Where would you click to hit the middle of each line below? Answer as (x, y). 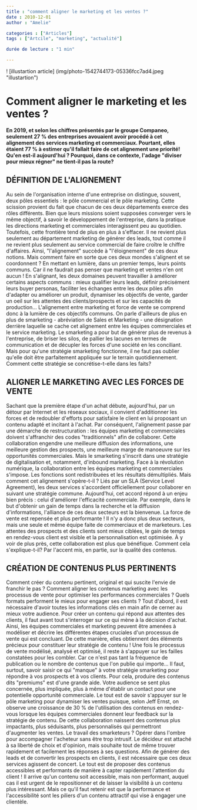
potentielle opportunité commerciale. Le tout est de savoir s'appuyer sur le (96, 695)
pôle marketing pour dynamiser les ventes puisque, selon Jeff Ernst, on (93, 701)
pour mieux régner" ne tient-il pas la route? (60, 161)
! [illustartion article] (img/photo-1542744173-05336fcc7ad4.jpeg (85, 71)
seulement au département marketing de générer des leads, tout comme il (96, 238)
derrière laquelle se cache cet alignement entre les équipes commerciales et (99, 326)
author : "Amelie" (29, 22)
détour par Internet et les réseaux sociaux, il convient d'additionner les (92, 412)
